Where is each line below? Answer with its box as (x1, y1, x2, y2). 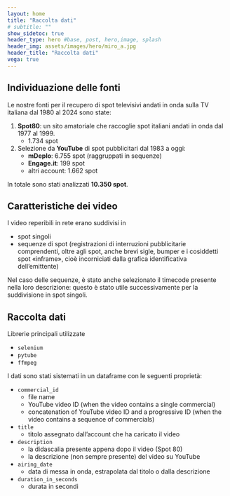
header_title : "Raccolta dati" (7, 50, 99, 57)
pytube (17, 352, 37, 359)
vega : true (7, 56, 39, 63)
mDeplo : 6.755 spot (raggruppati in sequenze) (27, 152, 163, 160)
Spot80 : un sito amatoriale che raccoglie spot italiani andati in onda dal (17, 121, 224, 130)
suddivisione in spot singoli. (7, 290, 88, 299)
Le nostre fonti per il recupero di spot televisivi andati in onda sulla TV (7, 100, 209, 109)
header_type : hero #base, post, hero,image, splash (7, 36, 161, 43)
